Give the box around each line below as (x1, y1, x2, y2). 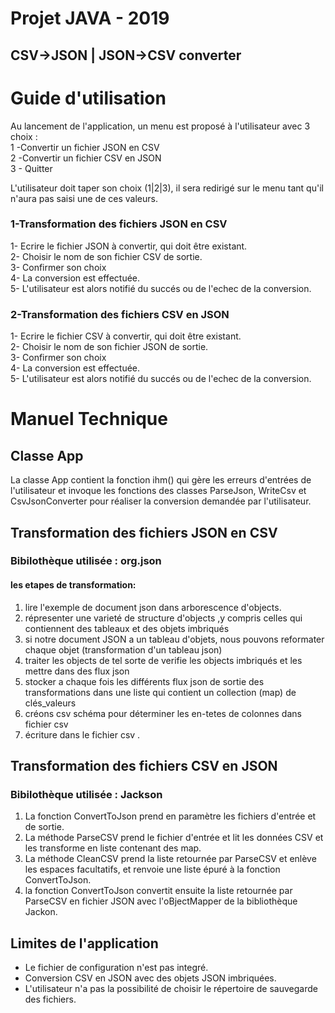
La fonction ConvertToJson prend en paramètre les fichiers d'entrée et (24, 810, 317, 822)
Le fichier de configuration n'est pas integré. (24, 962, 209, 974)
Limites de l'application (10, 935, 159, 952)
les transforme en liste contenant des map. (24, 842, 202, 854)
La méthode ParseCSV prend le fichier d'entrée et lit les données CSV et (24, 832, 324, 844)
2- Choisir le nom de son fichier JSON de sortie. (10, 341, 209, 353)
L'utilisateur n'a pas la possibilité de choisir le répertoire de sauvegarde (24, 983, 318, 995)
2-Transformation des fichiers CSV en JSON (10, 307, 230, 321)
